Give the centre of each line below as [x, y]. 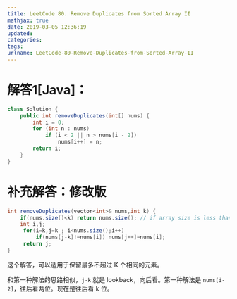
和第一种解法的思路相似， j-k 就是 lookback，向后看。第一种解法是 [104, 279]
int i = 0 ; [49, 122]
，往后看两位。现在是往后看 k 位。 [63, 288]
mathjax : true [28, 20]
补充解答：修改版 [57, 192]
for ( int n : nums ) [61, 129]
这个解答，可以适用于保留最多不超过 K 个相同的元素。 [85, 265]
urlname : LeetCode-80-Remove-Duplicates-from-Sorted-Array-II [101, 53]
